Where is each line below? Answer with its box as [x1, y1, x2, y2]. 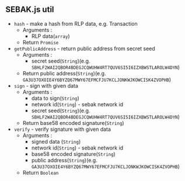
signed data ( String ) [31, 138, 81, 145]
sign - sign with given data [13, 82, 78, 89]
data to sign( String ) [31, 95, 79, 102]
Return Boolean [22, 169, 59, 176]
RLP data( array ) [31, 32, 71, 40]
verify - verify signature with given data [13, 126, 111, 133]
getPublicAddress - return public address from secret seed [13, 45, 155, 52]
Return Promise [22, 39, 59, 46]
